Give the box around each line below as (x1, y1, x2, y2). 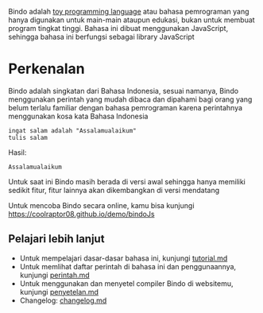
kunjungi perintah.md (19, 270, 90, 280)
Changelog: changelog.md (19, 296, 107, 305)
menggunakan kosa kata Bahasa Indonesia (8, 111, 149, 121)
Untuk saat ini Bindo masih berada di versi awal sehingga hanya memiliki (8, 176, 246, 186)
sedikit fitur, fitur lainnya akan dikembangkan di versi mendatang (8, 185, 220, 195)
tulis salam (8, 133, 48, 141)
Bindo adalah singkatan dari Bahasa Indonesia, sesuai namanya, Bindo (8, 86, 239, 95)
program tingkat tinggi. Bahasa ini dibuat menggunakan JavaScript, (8, 24, 229, 33)
